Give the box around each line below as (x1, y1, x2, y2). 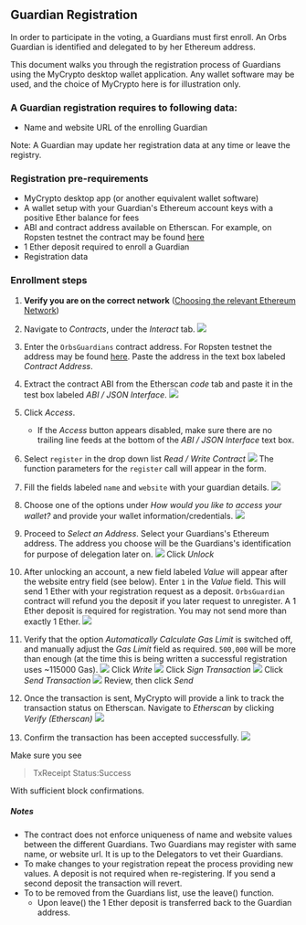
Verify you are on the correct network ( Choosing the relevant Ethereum (23, 294, 296, 305)
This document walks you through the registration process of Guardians (10, 58, 281, 69)
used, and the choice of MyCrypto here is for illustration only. (10, 78, 241, 90)
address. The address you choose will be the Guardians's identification (23, 537, 291, 548)
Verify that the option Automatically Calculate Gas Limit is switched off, (23, 633, 293, 644)
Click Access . (23, 407, 76, 418)
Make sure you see (10, 750, 82, 760)
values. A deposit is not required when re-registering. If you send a (23, 867, 277, 878)
